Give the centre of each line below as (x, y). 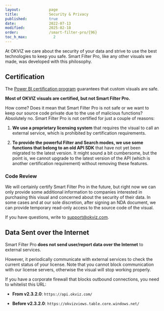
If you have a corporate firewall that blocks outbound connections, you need (82, 279)
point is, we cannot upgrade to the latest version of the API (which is (81, 158)
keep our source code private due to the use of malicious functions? (74, 113)
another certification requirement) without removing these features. (80, 163)
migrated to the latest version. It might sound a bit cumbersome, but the (84, 153)
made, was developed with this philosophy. (48, 61)
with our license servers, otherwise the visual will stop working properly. (78, 269)
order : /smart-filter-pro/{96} (51, 32)
